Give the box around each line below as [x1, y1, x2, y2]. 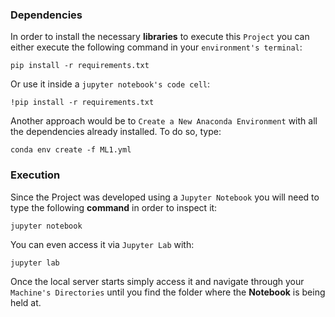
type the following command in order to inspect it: [10, 201, 218, 213]
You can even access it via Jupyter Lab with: [10, 238, 195, 250]
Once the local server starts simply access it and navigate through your [10, 275, 305, 287]
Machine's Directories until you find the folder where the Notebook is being [10, 286, 326, 298]
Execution [10, 168, 61, 182]
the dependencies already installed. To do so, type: [10, 126, 222, 138]
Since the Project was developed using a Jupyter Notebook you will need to [10, 191, 320, 203]
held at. [10, 296, 42, 308]
